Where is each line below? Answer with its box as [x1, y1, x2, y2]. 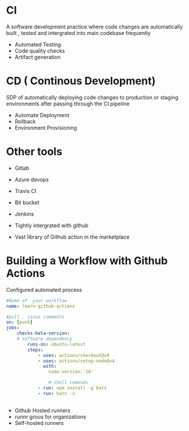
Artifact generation [14, 53, 61, 60]
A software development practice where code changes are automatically [6, 23, 183, 30]
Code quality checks [14, 47, 65, 54]
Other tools [6, 145, 63, 159]
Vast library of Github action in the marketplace [14, 233, 130, 240]
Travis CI [14, 187, 37, 194]
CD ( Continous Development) [6, 75, 156, 88]
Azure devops [14, 176, 49, 183]
